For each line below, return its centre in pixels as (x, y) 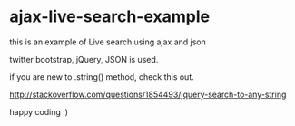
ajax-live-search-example (110, 17)
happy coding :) (39, 111)
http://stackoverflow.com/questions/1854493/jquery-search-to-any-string (148, 94)
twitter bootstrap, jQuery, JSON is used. (84, 59)
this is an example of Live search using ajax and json (108, 42)
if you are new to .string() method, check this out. (102, 77)
